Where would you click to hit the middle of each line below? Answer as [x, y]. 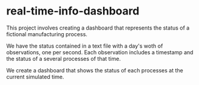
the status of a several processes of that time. [64, 58]
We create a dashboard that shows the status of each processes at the [95, 70]
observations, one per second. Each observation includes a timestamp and [100, 52]
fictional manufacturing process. [47, 34]
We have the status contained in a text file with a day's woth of [85, 46]
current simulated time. [35, 77]
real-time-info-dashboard [73, 11]
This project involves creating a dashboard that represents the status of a [98, 28]
